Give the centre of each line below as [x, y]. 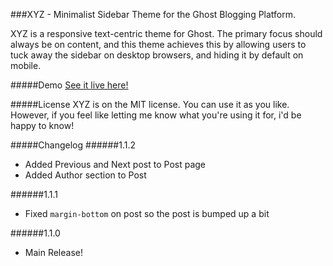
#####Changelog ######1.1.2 [73, 145]
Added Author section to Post [85, 175]
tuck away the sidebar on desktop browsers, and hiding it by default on [157, 55]
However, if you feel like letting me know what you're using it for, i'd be [156, 115]
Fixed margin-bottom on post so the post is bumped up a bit [147, 213]
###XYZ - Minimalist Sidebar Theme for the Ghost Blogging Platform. [153, 14]
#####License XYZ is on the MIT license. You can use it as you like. [150, 104]
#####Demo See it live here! [69, 85]
